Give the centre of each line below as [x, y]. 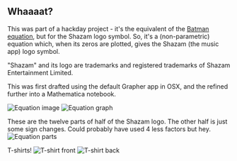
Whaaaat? [30, 12]
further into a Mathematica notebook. [62, 94]
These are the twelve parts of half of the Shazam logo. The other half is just [117, 121]
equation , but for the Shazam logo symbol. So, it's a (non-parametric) [109, 36]
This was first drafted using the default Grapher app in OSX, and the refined [118, 86]
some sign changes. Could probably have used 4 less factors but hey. [109, 129]
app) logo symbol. [34, 51]
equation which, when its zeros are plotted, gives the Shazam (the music [113, 44]
